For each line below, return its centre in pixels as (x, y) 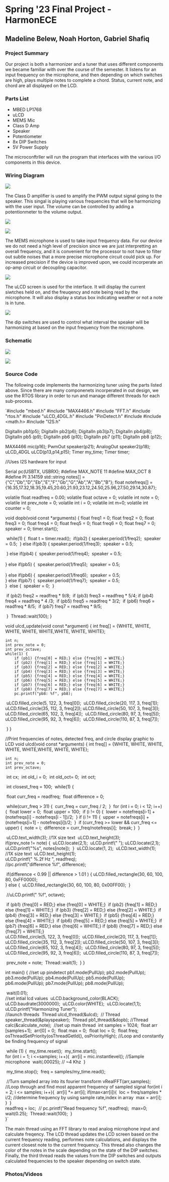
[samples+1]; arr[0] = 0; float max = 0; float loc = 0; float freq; (72, 1031)
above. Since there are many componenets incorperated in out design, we (82, 391)
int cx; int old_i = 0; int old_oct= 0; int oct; (51, 777)
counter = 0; (18, 508)
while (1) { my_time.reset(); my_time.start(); (52, 1051)
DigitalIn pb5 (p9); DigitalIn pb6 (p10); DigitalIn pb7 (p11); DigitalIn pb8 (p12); (84, 437)
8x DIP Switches (29, 142)
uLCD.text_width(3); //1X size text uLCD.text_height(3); (63, 838)
